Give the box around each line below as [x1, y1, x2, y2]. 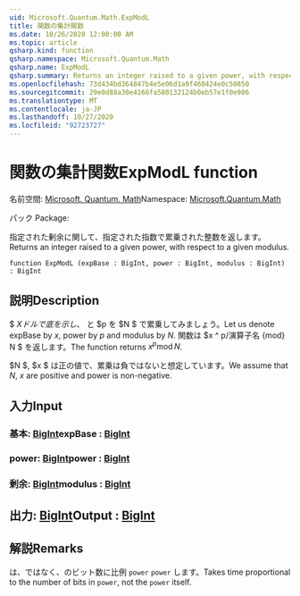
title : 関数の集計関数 [9, 21, 85, 30]
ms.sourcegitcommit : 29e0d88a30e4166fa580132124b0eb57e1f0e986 [9, 88, 250, 97]
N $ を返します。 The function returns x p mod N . [9, 340, 183, 352]
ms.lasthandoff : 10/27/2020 [9, 113, 114, 122]
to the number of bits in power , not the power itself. [9, 576, 192, 587]
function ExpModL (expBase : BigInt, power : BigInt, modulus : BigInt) [9, 258, 286, 268]
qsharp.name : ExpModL [9, 63, 90, 72]
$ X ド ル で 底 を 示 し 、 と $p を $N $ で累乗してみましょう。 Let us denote [9, 318, 275, 329]
